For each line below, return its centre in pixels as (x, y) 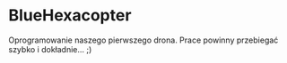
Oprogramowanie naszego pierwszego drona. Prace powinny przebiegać (143, 40)
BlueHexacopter (70, 16)
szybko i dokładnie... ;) (50, 49)
